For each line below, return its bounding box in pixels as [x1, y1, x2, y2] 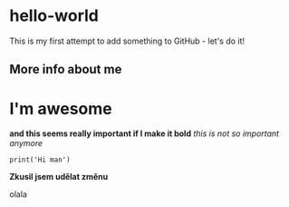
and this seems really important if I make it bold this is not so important [9, 128, 279, 139]
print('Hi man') [9, 155, 71, 164]
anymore [9, 138, 43, 149]
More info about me [9, 62, 122, 77]
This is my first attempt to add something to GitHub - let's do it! [9, 35, 246, 46]
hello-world [9, 5, 100, 26]
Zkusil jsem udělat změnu [9, 172, 109, 182]
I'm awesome [9, 98, 112, 119]
